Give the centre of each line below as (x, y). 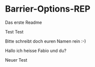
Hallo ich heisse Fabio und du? (36, 50)
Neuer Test (16, 60)
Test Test (14, 32)
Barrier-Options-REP (48, 9)
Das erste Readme (24, 22)
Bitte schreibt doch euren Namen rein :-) (46, 41)
